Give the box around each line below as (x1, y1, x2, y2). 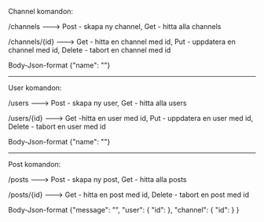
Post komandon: (8, 160, 61, 169)
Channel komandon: (8, 7, 73, 16)
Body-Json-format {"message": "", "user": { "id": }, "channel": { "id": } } (8, 206, 240, 214)
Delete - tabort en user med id (8, 122, 106, 131)
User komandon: (8, 83, 62, 93)
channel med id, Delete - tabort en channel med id (8, 45, 171, 54)
